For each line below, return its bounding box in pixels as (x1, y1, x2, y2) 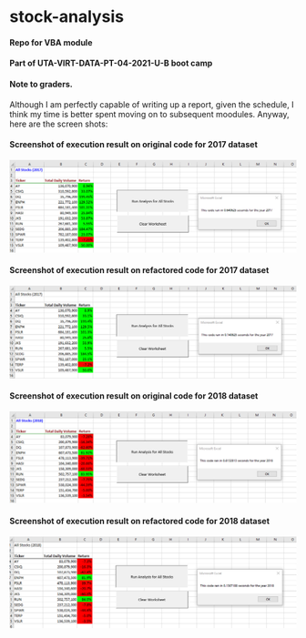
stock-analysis (9, 6, 125, 27)
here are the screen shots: (9, 118, 108, 129)
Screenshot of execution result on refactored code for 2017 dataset (9, 265, 270, 276)
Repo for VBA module (9, 36, 93, 47)
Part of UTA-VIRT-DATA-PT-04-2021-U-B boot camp (9, 57, 213, 69)
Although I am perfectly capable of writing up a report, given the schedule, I (9, 98, 294, 110)
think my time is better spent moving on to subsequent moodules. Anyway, (9, 108, 290, 119)
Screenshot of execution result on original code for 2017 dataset (9, 139, 258, 150)
